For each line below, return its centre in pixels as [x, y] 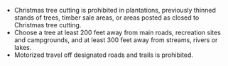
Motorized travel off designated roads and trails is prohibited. [104, 55]
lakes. [23, 47]
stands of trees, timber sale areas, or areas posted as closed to [107, 18]
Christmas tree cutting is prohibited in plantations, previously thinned [115, 10]
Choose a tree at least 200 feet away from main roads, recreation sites [118, 32]
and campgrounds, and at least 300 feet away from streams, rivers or [116, 40]
